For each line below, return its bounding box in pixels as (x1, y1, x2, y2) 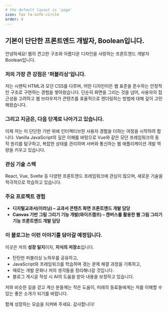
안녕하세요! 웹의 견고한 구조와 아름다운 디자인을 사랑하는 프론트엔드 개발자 (5, 51, 149, 57)
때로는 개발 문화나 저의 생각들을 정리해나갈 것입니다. (12, 267, 114, 273)
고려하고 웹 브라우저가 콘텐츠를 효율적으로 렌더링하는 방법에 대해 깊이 (18, 96, 153, 102)
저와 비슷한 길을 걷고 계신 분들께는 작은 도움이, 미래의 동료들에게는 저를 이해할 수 (5, 284, 162, 290)
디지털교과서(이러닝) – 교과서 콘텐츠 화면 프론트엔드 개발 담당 (12, 205, 130, 211)
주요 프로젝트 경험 (5, 193, 46, 200)
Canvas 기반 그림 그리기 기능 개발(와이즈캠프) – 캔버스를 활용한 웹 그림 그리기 (12, 212, 162, 218)
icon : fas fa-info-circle (5, 12, 59, 17)
